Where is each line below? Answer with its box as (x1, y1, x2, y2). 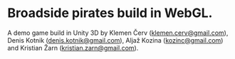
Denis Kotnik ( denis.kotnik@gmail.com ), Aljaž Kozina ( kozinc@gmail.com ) (7, 36, 224, 44)
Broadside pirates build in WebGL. (7, 5, 213, 21)
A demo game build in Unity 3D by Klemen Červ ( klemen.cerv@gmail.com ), (7, 28, 229, 37)
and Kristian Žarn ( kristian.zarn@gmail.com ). (7, 43, 139, 52)
